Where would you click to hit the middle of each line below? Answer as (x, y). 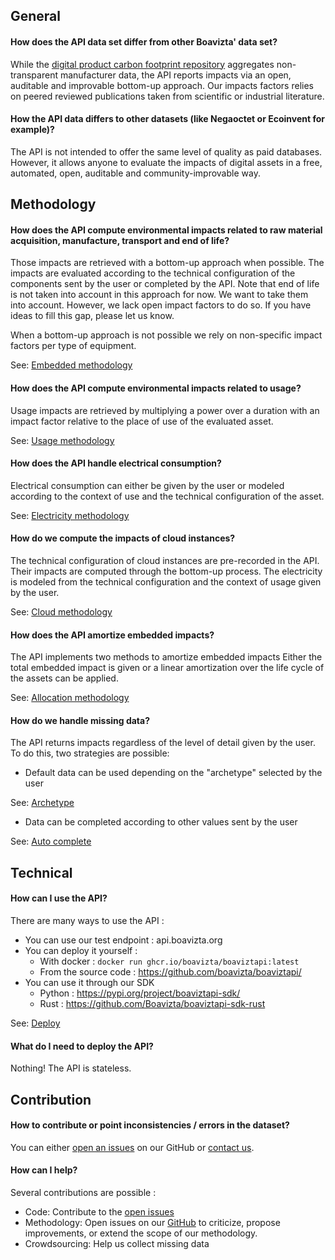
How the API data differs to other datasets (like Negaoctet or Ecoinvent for (167, 119)
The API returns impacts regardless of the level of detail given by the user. (163, 743)
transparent (34, 75)
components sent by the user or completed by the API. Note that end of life (165, 284)
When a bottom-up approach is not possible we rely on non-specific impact (166, 335)
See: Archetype (42, 803)
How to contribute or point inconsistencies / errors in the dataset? (150, 1125)
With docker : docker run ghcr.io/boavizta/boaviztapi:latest (169, 961)
